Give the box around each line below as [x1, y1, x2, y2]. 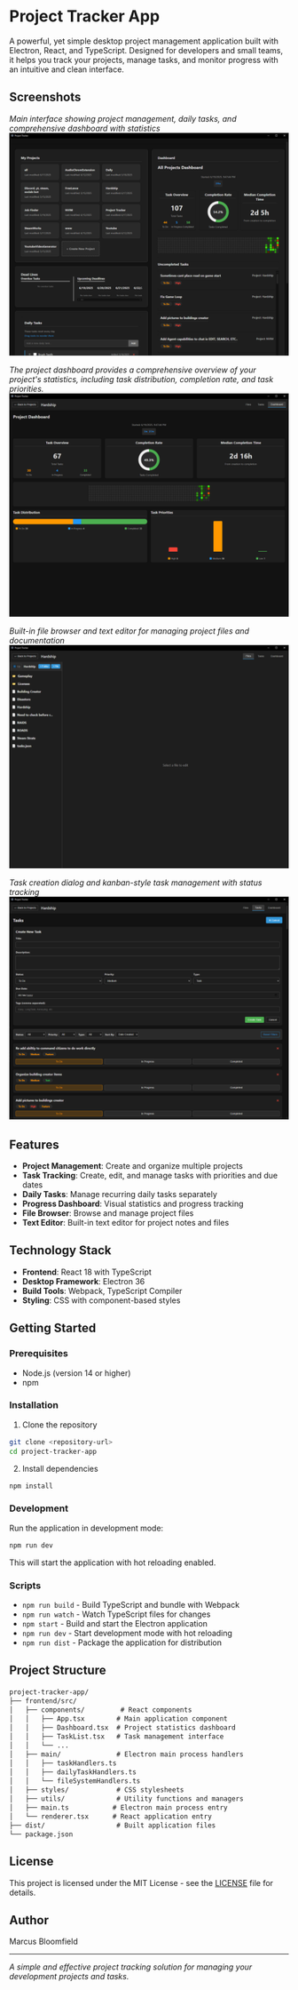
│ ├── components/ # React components [9, 1705, 192, 1714]
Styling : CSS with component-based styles [21, 1295, 181, 1306]
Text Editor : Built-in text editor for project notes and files [21, 1218, 230, 1228]
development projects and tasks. [9, 1971, 129, 1982]
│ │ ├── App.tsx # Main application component [9, 1714, 228, 1723]
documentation [9, 635, 65, 645]
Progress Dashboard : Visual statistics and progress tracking [21, 1198, 244, 1210]
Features [9, 1137, 59, 1152]
